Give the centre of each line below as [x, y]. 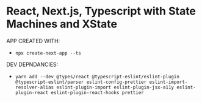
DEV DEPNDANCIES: [32, 64]
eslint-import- [168, 82]
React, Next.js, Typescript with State [101, 11]
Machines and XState [62, 24]
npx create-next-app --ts [48, 53]
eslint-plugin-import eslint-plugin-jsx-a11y [115, 87]
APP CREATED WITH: [33, 41]
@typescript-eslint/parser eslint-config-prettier [81, 82]
